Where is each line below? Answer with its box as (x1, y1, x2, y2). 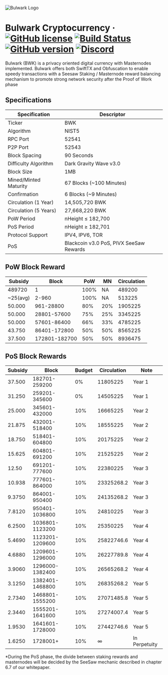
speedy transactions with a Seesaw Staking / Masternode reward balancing (5, 71, 161, 77)
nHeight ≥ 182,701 (64, 223, 110, 230)
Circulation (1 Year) (7, 198, 54, 205)
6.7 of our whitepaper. (5, 664, 51, 670)
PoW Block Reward (5, 263, 65, 272)
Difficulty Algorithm (7, 160, 53, 167)
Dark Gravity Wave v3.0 (64, 160, 121, 167)
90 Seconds (64, 152, 93, 159)
